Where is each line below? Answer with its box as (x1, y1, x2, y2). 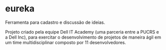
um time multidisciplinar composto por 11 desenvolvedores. (5, 39, 126, 45)
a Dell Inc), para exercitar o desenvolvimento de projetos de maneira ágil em (5, 34, 162, 40)
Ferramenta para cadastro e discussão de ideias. (5, 19, 105, 25)
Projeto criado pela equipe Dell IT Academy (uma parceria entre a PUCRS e (5, 29, 159, 35)
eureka (5, 3, 35, 14)
